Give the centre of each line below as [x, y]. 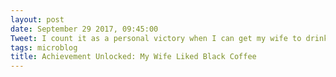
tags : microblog [44, 47]
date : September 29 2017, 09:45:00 [84, 29]
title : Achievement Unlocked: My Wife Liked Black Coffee [133, 57]
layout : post [37, 19]
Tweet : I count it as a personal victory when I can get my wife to [156, 38]
